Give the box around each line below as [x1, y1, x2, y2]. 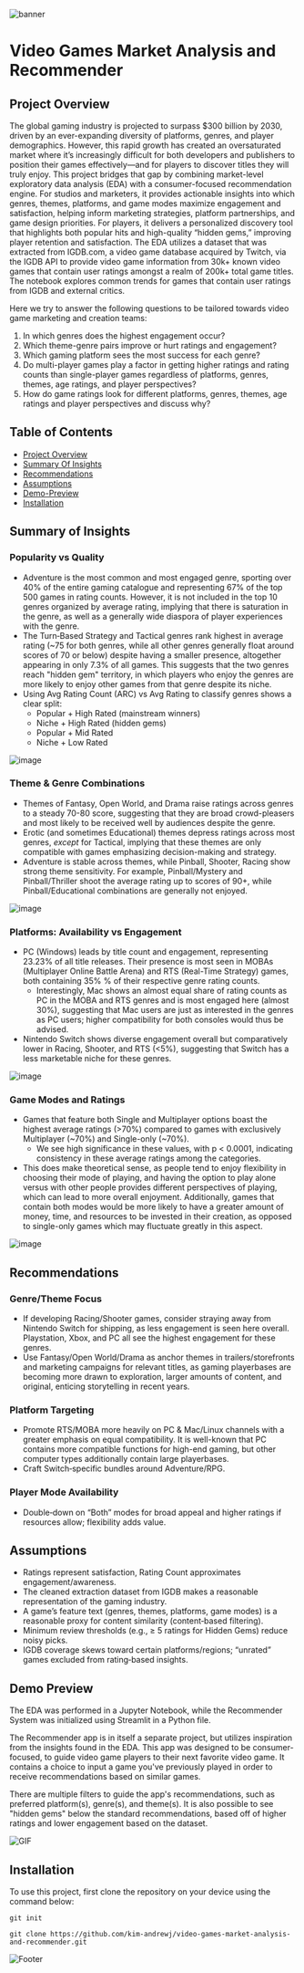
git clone [9, 1930, 47, 1939]
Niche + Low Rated [35, 736, 108, 747]
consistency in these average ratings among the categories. [35, 1153, 261, 1164]
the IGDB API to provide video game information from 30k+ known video [9, 256, 280, 266]
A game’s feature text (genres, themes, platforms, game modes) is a [22, 1606, 278, 1617]
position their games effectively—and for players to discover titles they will [9, 160, 289, 170]
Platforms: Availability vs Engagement [9, 925, 182, 938]
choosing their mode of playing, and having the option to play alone [22, 1173, 277, 1184]
